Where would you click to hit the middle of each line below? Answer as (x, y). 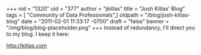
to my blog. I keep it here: (38, 34)
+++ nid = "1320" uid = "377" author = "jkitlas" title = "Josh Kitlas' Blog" (96, 9)
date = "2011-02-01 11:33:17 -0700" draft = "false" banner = (95, 21)
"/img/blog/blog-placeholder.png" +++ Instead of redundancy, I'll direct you (101, 27)
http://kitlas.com (27, 45)
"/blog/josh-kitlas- (168, 15)
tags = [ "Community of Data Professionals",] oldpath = (75, 15)
